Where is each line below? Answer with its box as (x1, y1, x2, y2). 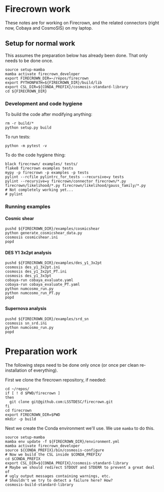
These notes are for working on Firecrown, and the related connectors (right (5, 20, 160, 26)
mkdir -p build (5, 417, 36, 422)
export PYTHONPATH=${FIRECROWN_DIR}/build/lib (5, 80, 102, 85)
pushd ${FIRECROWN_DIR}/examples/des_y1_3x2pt (5, 260, 102, 266)
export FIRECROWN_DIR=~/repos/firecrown (5, 75, 89, 81)
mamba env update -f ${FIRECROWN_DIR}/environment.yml (5, 439, 120, 444)
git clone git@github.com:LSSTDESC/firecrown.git (9, 399, 113, 404)
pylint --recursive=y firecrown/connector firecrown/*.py (5, 179, 126, 184)
